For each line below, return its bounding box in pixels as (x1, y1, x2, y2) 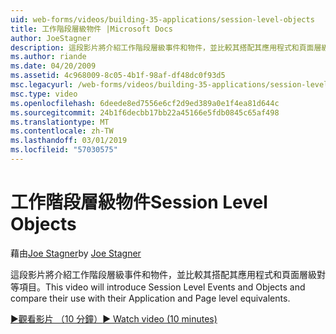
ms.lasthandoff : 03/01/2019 (10, 136, 128, 146)
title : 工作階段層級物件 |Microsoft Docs (10, 24, 173, 34)
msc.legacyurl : (10, 80, 74, 90)
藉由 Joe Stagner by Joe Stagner (10, 247, 142, 259)
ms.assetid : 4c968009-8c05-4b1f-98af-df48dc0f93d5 (10, 71, 226, 81)
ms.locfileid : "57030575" (10, 145, 118, 155)
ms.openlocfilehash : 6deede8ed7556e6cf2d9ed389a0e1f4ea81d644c (10, 98, 280, 108)
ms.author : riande (10, 52, 87, 62)
